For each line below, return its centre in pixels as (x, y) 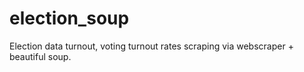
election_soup (69, 18)
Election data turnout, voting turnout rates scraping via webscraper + (151, 46)
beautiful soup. (40, 56)
